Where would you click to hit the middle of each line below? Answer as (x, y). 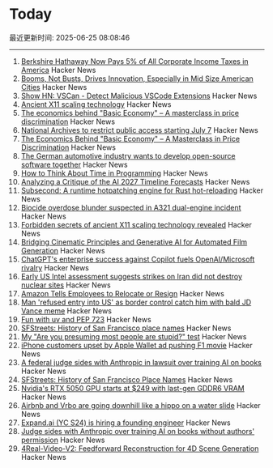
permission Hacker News (63, 440)
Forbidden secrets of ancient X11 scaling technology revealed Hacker (136, 224)
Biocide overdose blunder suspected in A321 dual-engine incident (131, 207)
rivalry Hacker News (55, 267)
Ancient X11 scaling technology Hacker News (96, 104)
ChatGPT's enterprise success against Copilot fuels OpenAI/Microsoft (138, 259)
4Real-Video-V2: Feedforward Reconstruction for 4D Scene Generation (140, 448)
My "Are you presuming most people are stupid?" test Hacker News (134, 336)
